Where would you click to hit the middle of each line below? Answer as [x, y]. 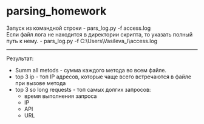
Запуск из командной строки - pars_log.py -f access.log [79, 28]
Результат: [20, 58]
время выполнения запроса [60, 96]
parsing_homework [56, 11]
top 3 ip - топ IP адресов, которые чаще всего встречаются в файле [103, 77]
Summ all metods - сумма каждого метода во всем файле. [91, 70]
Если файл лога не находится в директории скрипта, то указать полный [100, 34]
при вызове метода [40, 83]
